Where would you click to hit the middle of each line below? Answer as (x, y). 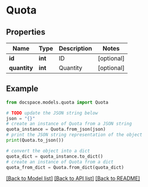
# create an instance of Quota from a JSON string (69, 124)
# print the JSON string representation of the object (74, 135)
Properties (26, 32)
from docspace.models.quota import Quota (57, 102)
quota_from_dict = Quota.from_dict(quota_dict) (65, 167)
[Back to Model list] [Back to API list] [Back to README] (73, 178)
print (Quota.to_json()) (35, 141)
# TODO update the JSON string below (52, 113)
